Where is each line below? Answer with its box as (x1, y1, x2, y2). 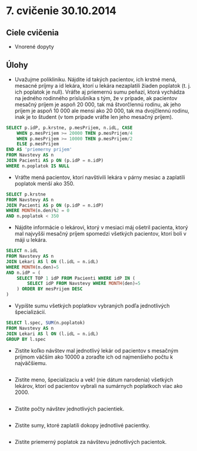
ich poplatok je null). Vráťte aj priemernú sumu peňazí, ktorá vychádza (14, 88, 185, 95)
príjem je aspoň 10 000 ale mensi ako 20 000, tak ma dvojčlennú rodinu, (14, 107, 189, 114)
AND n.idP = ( (6, 270, 41, 276)
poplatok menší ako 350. (14, 180, 75, 187)
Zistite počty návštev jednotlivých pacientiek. (14, 405, 125, 412)
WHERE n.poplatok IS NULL (6, 163, 69, 169)
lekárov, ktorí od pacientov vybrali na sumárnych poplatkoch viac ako (14, 382, 183, 389)
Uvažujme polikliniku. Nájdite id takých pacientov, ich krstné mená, (14, 75, 177, 83)
